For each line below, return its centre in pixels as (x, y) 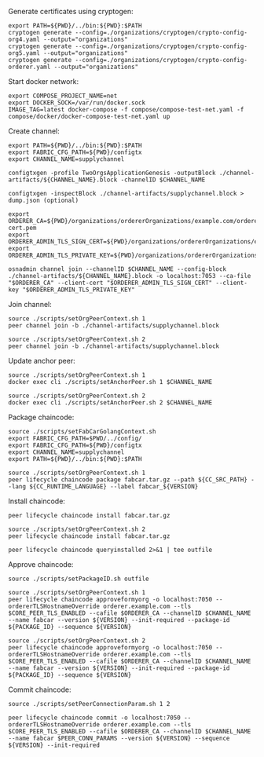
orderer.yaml (29, 67)
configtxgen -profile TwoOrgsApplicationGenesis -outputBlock (112, 173)
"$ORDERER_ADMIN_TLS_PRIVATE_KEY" (79, 290)
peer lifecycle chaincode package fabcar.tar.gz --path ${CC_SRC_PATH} (128, 480)
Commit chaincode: (40, 689)
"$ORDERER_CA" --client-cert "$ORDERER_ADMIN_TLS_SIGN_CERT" (110, 283)
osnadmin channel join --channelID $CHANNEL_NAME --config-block (117, 269)
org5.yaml (24, 53)
